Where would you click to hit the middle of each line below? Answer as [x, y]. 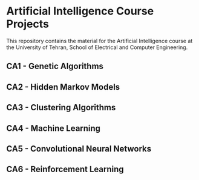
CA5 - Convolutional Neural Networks [79, 149]
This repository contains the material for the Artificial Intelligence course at [99, 41]
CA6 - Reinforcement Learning [65, 169]
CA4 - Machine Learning [54, 128]
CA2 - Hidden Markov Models [63, 87]
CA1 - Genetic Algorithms [55, 66]
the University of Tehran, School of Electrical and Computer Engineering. [97, 47]
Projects [28, 24]
